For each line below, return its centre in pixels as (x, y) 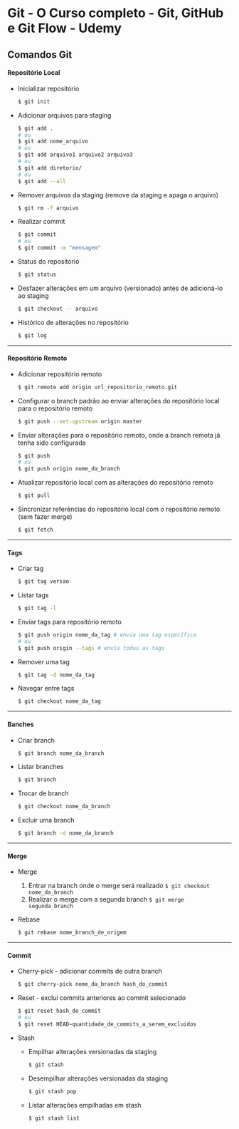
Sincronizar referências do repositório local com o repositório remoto (119, 509)
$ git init (34, 101)
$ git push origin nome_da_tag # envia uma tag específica (107, 635)
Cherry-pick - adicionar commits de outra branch (90, 971)
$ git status (37, 275)
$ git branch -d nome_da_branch (65, 833)
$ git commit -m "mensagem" (59, 248)
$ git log (32, 335)
